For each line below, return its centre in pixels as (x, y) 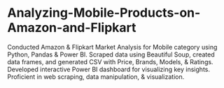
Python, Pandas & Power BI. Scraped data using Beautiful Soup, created (111, 54)
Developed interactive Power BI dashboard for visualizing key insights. (108, 69)
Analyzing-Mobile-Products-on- (104, 13)
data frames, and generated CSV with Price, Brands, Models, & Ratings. (110, 61)
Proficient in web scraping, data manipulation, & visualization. (96, 76)
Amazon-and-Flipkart (72, 28)
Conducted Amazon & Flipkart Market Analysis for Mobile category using (112, 47)
